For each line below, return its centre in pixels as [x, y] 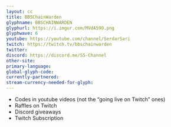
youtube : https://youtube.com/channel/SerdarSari [68, 39]
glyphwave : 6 [22, 34]
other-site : [21, 61]
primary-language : [29, 66]
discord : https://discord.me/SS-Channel [57, 55]
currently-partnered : [33, 77]
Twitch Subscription [39, 118]
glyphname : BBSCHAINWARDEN [39, 22]
